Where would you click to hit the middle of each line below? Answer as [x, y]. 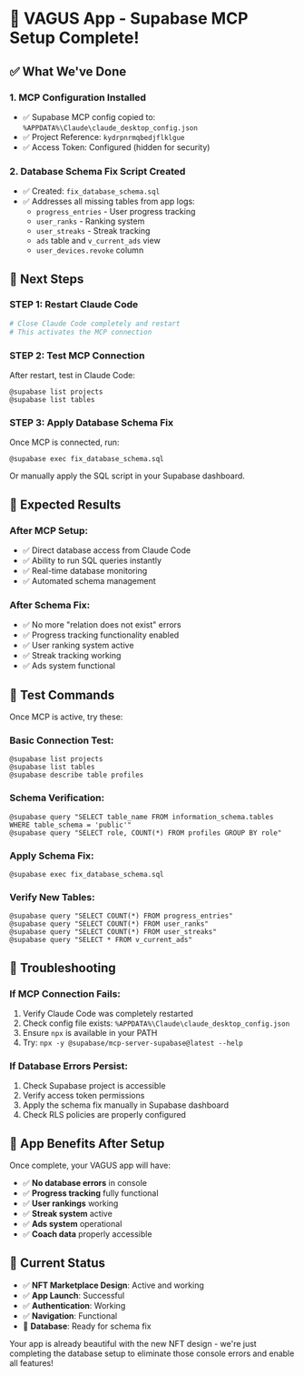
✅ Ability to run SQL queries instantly [92, 560]
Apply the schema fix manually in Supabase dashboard [126, 1105]
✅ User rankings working [70, 1203]
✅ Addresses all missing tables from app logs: [108, 201]
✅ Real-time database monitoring [85, 570]
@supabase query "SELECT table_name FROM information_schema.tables [142, 817]
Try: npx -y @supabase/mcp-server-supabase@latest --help [132, 1042]
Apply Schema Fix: [52, 856]
